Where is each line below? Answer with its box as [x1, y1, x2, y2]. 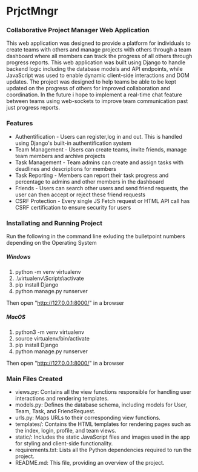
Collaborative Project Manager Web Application [6, 26, 150, 35]
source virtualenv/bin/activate [15, 335, 90, 342]
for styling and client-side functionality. [15, 440, 113, 447]
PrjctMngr [6, 4, 59, 18]
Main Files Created [6, 374, 63, 383]
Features [6, 119, 33, 128]
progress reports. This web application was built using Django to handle [6, 59, 186, 66]
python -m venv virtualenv [15, 268, 81, 276]
